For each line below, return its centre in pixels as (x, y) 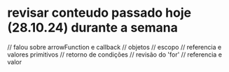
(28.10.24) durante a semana (93, 28)
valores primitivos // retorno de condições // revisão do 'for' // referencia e (115, 55)
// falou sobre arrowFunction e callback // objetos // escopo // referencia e (114, 47)
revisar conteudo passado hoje (99, 13)
